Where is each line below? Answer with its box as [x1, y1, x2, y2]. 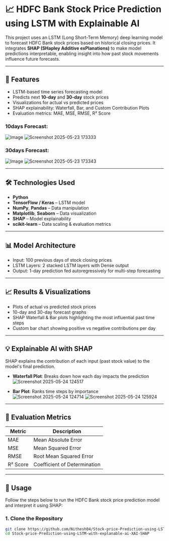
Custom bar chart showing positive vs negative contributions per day [12, 325, 156, 331]
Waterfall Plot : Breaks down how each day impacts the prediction [12, 373, 149, 379]
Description [52, 428, 81, 435]
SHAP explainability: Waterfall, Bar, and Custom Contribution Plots [12, 105, 149, 111]
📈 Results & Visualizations [5, 288, 91, 297]
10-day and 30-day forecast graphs [12, 309, 87, 315]
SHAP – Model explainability [12, 216, 71, 222]
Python [12, 194, 29, 201]
